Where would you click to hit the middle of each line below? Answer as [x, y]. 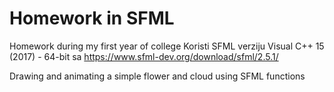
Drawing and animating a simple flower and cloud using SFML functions [157, 76]
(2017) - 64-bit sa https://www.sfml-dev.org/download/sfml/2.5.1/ [144, 56]
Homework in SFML [92, 18]
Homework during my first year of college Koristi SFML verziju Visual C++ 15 [167, 46]
